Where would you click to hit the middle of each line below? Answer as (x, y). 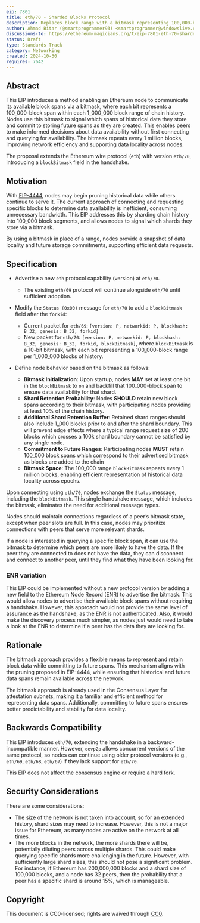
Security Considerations (53, 791)
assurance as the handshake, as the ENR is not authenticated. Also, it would (99, 614)
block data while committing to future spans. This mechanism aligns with (96, 666)
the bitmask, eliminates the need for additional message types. (83, 505)
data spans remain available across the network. (65, 678)
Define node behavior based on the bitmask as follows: (82, 368)
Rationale (24, 645)
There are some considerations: (45, 805)
